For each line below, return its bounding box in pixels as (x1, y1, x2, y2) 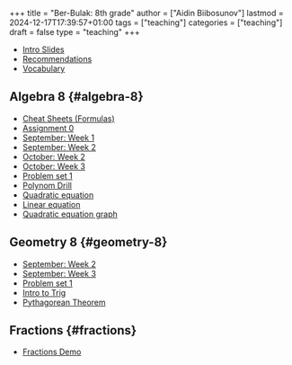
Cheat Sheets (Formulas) (22, 112, 115, 124)
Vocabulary (22, 63, 66, 74)
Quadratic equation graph (22, 209, 119, 219)
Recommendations (22, 54, 93, 64)
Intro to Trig (22, 287, 66, 298)
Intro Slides (22, 44, 65, 55)
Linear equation (22, 199, 81, 209)
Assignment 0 (22, 122, 75, 133)
